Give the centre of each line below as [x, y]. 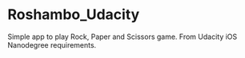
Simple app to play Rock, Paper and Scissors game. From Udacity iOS [122, 37]
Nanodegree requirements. [52, 44]
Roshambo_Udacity [74, 15]
